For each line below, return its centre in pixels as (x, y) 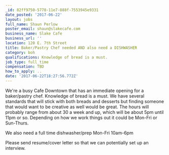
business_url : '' (24, 39)
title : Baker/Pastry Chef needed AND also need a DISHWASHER (71, 48)
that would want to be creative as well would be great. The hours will (77, 107)
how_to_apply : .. (24, 72)
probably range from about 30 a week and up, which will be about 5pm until (84, 112)
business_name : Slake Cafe (34, 34)
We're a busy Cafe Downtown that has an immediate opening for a (75, 90)
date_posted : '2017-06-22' (34, 15)
